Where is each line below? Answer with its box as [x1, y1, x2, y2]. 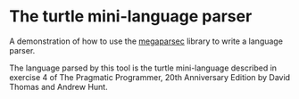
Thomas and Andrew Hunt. [9, 81, 109, 92]
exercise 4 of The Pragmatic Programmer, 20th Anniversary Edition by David [9, 71, 291, 82]
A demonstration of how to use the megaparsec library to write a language [9, 36, 284, 46]
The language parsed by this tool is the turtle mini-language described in [9, 62, 278, 73]
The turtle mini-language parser [9, 6, 253, 27]
